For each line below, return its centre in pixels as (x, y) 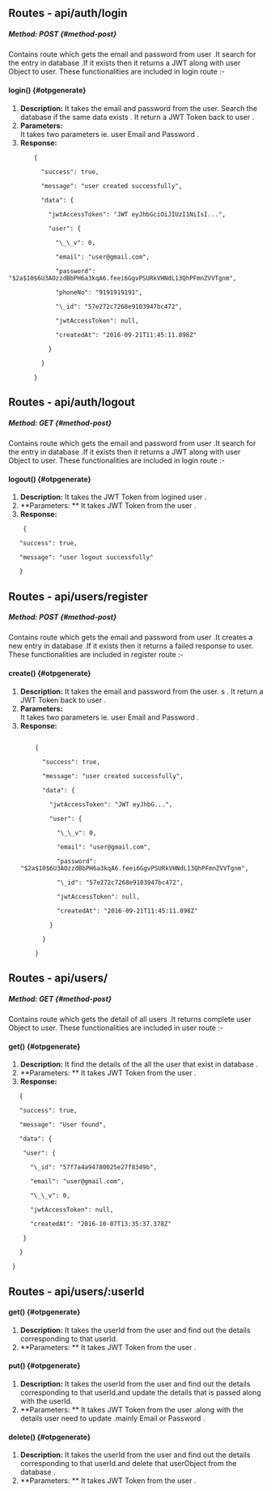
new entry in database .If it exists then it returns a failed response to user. (131, 646)
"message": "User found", (63, 1125)
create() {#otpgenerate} (50, 673)
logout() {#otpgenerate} (50, 479)
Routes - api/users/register (78, 596)
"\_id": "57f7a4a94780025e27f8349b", (93, 1167)
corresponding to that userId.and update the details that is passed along (140, 1392)
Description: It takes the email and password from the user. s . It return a (142, 691)
